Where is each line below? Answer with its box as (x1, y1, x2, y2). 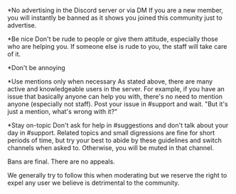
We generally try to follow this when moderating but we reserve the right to (7, 171, 227, 179)
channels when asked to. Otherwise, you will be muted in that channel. (7, 144, 215, 152)
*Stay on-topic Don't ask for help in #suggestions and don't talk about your (7, 121, 229, 130)
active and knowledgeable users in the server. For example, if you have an (7, 85, 225, 93)
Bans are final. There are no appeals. (7, 157, 115, 166)
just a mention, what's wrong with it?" (7, 108, 118, 115)
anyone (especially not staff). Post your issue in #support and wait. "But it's (7, 100, 229, 108)
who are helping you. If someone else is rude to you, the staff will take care (7, 42, 227, 50)
